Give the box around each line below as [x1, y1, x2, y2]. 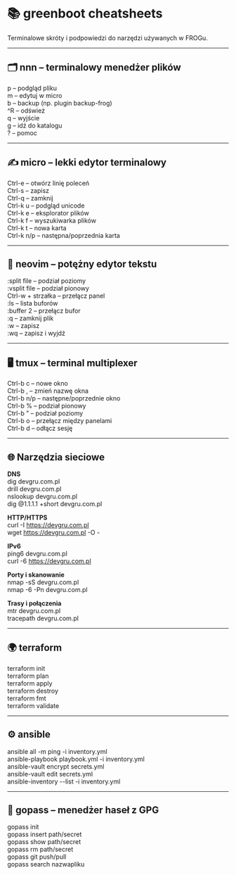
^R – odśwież [7, 106, 46, 115]
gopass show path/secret [7, 838, 81, 846]
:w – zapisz [7, 322, 40, 330]
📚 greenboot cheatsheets [7, 6, 163, 22]
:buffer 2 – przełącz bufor [7, 307, 81, 315]
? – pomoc [7, 128, 37, 137]
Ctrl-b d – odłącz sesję [7, 424, 73, 433]
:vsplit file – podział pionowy [7, 284, 90, 293]
